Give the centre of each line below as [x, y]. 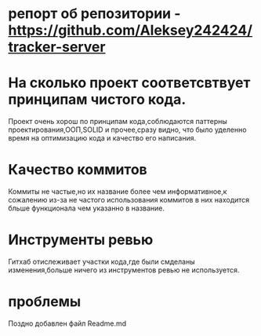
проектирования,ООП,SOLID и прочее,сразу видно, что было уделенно [127, 130]
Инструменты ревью [81, 240]
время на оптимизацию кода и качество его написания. [102, 138]
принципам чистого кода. [97, 100]
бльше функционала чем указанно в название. [87, 208]
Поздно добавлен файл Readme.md [67, 323]
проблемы [44, 302]
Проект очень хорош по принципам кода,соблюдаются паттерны [118, 122]
